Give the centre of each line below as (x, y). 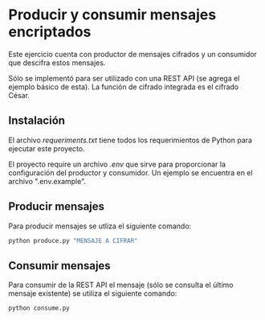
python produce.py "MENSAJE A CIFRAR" (73, 240)
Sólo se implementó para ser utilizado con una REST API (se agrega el (124, 78)
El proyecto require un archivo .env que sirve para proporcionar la (117, 164)
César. (19, 95)
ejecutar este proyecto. (47, 148)
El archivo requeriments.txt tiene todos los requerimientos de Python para (130, 140)
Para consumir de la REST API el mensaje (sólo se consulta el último (121, 285)
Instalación (37, 121)
